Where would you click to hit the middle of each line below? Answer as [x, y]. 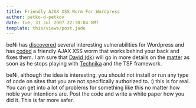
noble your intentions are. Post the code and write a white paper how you [95, 94]
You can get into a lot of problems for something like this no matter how [93, 88]
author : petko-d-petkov [35, 17]
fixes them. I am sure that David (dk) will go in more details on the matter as [98, 57]
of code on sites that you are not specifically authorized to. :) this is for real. [98, 81]
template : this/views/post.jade [46, 28]
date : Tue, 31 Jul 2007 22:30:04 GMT [53, 22]
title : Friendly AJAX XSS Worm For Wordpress [63, 12]
